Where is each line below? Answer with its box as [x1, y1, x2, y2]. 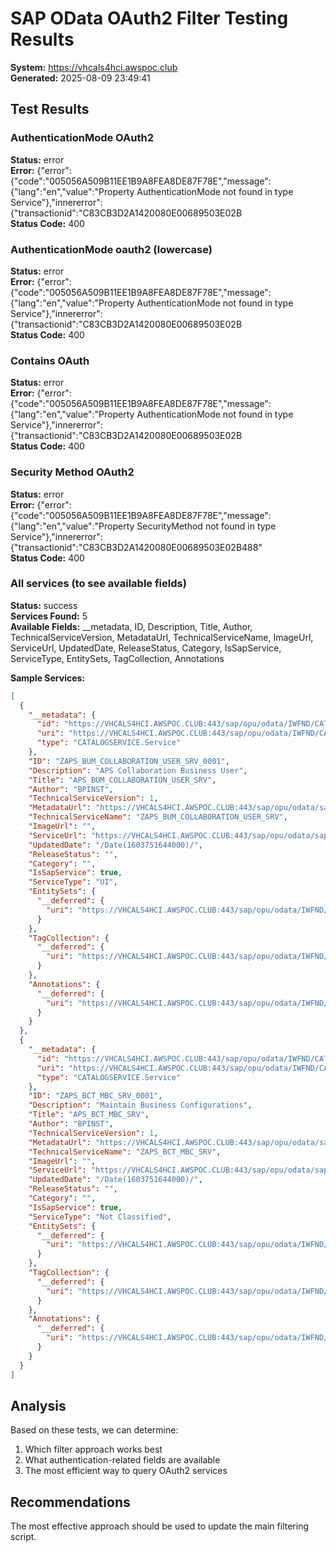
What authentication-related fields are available [24, 1454, 221, 1466]
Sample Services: [10, 672, 86, 684]
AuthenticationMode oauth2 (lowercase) [10, 242, 213, 256]
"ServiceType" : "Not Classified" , [28, 1212, 172, 1222]
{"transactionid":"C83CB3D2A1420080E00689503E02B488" [10, 541, 263, 553]
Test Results [10, 101, 90, 118]
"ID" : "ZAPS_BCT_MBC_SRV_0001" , [28, 1091, 163, 1101]
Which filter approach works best [24, 1443, 163, 1456]
